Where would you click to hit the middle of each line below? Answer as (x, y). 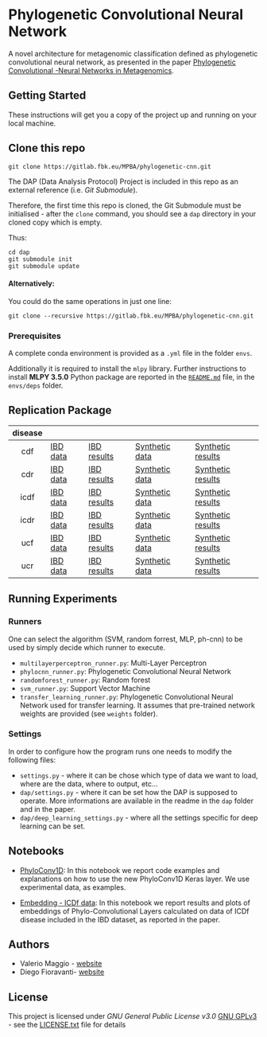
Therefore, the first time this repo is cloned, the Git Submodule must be (125, 205)
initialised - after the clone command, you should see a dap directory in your (132, 213)
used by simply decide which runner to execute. (87, 647)
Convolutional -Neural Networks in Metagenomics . (91, 70)
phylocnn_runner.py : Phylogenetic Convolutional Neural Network (126, 671)
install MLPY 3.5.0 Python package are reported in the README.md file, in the (132, 377)
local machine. (32, 123)
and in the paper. (47, 809)
